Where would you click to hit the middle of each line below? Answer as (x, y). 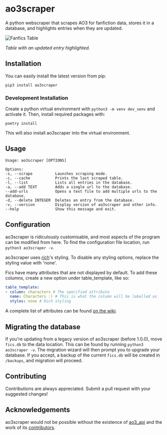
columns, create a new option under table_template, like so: (67, 278)
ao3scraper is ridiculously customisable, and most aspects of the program (83, 237)
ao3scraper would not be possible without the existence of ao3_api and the (84, 422)
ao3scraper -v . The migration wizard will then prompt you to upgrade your (83, 350)
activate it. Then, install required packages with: (55, 114)
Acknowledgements (38, 410)
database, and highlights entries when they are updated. (64, 28)
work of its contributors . (30, 427)
